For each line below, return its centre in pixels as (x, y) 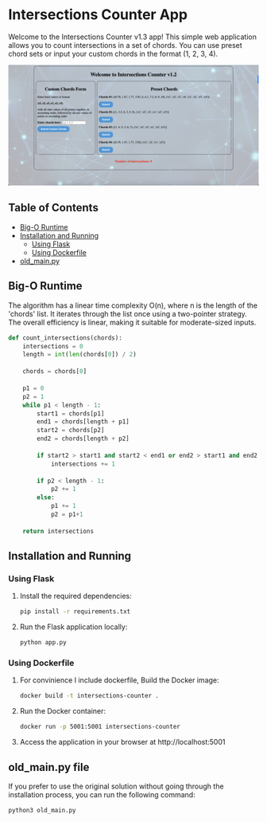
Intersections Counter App (98, 15)
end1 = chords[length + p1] (83, 422)
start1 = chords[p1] (71, 413)
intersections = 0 (53, 346)
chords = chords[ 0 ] (55, 372)
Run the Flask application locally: (74, 627)
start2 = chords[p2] (71, 431)
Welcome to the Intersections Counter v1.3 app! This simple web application (132, 37)
